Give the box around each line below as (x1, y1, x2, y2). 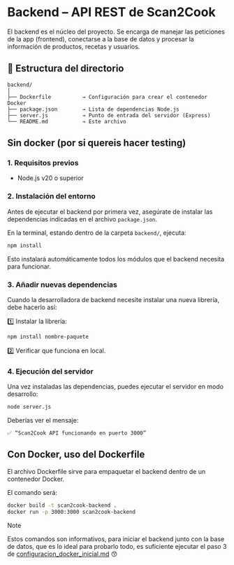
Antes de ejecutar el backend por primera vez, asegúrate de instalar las (7, 207, 213, 216)
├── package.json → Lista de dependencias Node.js (7, 106, 180, 113)
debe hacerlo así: (7, 303, 57, 311)
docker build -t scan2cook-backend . (7, 502, 117, 509)
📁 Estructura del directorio (7, 62, 124, 74)
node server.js (7, 404, 52, 411)
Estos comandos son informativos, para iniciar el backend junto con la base (7, 534, 225, 543)
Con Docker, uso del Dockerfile (7, 449, 145, 461)
